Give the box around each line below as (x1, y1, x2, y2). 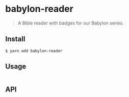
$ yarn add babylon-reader (5, 48, 63, 54)
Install (5, 35, 25, 43)
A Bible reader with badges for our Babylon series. (17, 20, 124, 26)
